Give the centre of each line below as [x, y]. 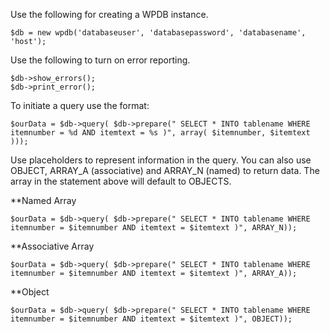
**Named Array [43, 200]
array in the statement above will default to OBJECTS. [121, 181]
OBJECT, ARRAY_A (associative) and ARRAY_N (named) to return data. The [165, 170]
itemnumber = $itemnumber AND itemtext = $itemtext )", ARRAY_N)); [154, 228]
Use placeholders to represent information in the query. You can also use [161, 160]
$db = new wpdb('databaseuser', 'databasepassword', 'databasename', [158, 33]
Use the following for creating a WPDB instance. [109, 14]
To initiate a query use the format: [80, 105]
